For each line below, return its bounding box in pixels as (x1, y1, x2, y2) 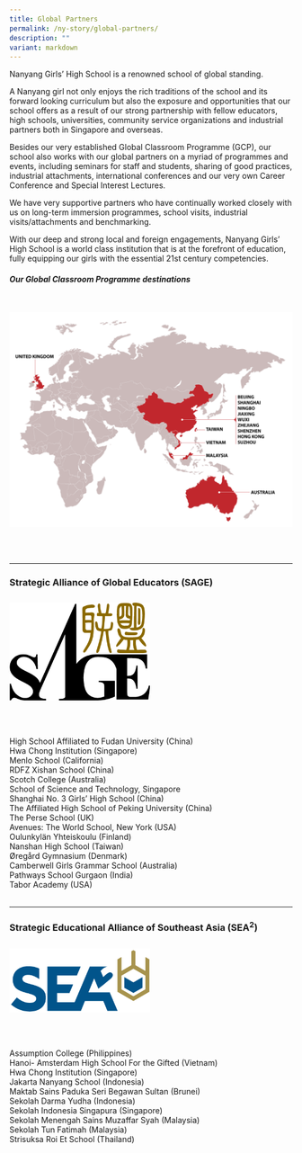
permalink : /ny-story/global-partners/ (9, 23, 159, 33)
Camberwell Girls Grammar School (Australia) (9, 860, 178, 871)
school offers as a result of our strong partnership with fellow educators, (9, 105, 279, 116)
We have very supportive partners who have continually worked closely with (9, 198, 292, 209)
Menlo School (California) (9, 755, 104, 766)
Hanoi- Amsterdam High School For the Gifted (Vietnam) (9, 1057, 218, 1068)
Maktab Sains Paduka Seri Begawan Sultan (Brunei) (9, 1086, 200, 1096)
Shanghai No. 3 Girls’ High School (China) (9, 793, 164, 804)
